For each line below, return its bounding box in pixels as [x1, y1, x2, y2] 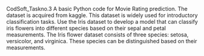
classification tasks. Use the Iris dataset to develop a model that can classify [6, 18, 198, 25]
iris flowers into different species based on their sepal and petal [6, 24, 166, 32]
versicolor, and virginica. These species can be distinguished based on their [6, 38, 197, 44]
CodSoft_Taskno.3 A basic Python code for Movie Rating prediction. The [6, 5, 188, 12]
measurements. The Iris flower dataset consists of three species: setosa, [6, 31, 189, 38]
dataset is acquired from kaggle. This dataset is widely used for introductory [6, 12, 198, 19]
